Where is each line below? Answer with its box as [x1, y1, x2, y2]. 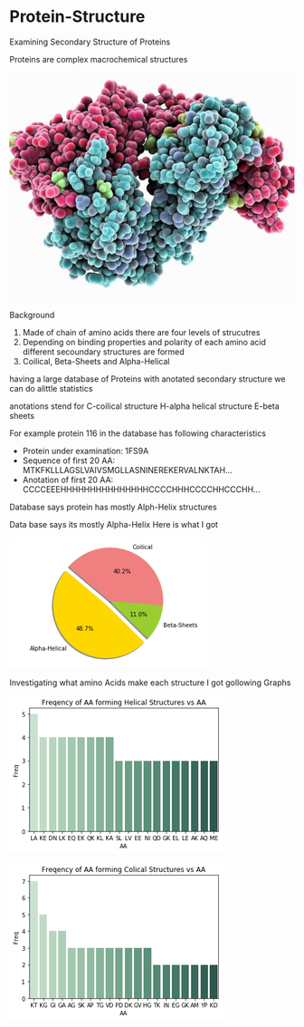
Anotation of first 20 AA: [22, 474, 114, 486]
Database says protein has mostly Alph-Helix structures [9, 501, 217, 513]
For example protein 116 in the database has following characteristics [9, 428, 267, 439]
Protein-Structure [9, 6, 146, 27]
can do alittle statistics [9, 383, 93, 394]
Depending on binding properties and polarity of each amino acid [22, 337, 267, 348]
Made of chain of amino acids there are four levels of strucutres [22, 327, 261, 338]
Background [9, 310, 55, 321]
